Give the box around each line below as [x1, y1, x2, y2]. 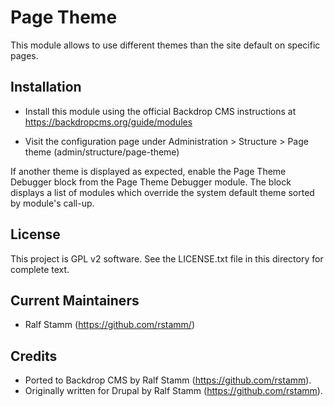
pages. [10, 49, 39, 61]
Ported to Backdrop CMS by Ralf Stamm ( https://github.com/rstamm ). [24, 374, 312, 386]
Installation [10, 79, 82, 96]
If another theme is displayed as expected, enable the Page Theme [10, 165, 287, 177]
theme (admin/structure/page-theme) [24, 146, 180, 158]
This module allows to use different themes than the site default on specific [10, 39, 321, 51]
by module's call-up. [10, 197, 95, 209]
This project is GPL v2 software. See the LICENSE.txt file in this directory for [10, 252, 324, 265]
